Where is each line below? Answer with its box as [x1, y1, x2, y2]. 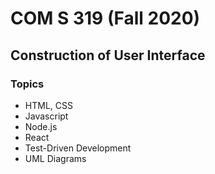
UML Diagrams [24, 152, 87, 164]
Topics [10, 77, 45, 91]
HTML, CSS [24, 99, 73, 111]
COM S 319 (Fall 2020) [10, 7, 201, 30]
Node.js [24, 120, 58, 132]
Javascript [24, 110, 69, 122]
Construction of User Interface [10, 47, 206, 64]
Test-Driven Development [24, 142, 132, 154]
